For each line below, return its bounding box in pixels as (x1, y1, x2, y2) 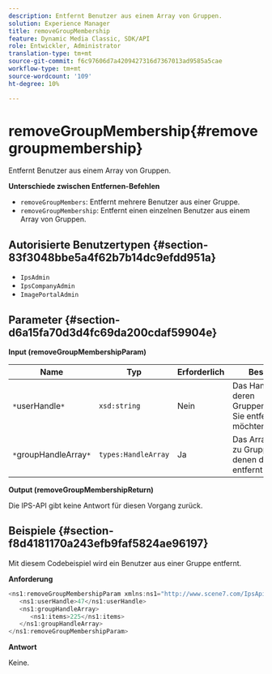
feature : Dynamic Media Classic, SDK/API (8, 34, 151, 43)
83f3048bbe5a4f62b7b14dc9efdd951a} (8, 251, 216, 264)
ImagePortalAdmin (19, 291, 79, 299)
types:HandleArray (98, 450, 170, 459)
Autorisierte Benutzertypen (8, 238, 151, 251)
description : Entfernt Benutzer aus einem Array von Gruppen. (8, 11, 223, 20)
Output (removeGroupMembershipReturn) (8, 485, 154, 495)
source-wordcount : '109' (8, 72, 92, 80)
